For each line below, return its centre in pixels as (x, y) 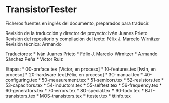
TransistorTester (41, 9)
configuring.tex (21, 80)
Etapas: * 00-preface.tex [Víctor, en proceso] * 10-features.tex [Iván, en (81, 69)
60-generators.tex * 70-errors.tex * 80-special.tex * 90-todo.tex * (75, 90)
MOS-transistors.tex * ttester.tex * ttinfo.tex (86, 96)
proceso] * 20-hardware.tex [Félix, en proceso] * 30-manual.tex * (74, 74)
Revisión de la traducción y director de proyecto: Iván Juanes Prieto (76, 33)
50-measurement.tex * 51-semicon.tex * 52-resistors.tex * (103, 80)
